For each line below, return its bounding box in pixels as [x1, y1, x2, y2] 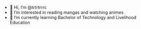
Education [9, 19, 30, 25]
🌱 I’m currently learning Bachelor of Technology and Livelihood [9, 15, 137, 20]
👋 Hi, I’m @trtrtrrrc [9, 5, 47, 10]
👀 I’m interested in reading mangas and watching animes [9, 10, 124, 15]
